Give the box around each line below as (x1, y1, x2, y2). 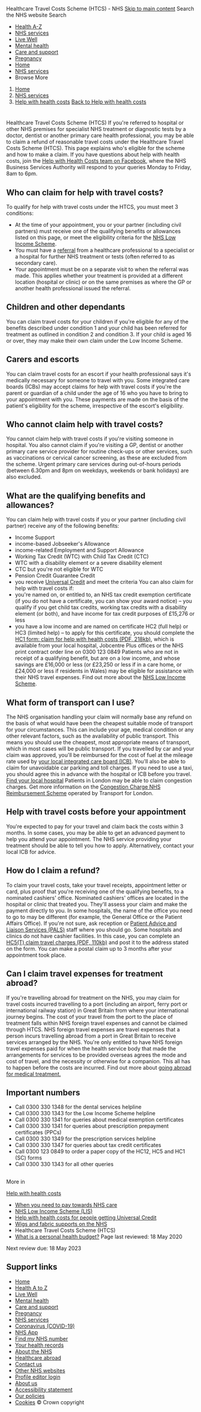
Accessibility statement (14, 1386, 73, 1393)
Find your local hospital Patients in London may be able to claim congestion (6, 777, 193, 784)
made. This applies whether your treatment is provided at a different (14, 272, 183, 279)
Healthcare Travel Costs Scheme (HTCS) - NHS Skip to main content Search (6, 5, 194, 12)
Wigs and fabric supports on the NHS (14, 1220, 108, 1227)
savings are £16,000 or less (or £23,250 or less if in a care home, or (14, 661, 182, 668)
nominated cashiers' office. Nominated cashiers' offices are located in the (6, 894, 188, 901)
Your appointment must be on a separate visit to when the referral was (14, 266, 189, 273)
